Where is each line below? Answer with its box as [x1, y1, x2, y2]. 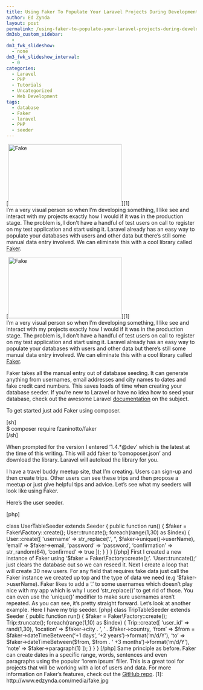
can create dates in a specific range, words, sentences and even [6, 651, 167, 658]
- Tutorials [11, 82, 42, 88]
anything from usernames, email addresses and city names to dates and [6, 376, 186, 383]
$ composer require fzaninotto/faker [6, 425, 97, 432]
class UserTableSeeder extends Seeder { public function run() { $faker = [6, 522, 187, 529]
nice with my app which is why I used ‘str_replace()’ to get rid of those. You [6, 587, 193, 594]
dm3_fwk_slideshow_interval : [6, 54, 80, 60]
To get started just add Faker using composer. [6, 407, 121, 414]
